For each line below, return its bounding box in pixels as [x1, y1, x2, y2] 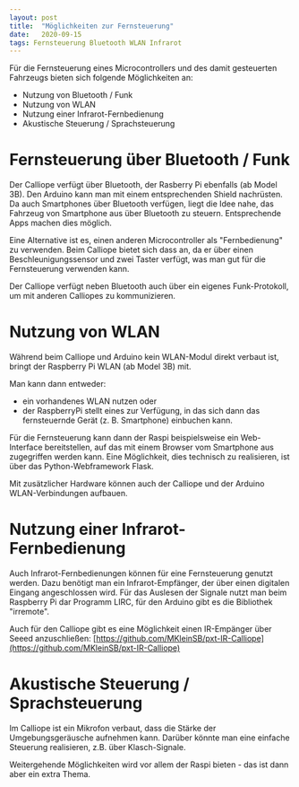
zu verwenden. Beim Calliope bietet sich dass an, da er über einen [9, 244, 253, 256]
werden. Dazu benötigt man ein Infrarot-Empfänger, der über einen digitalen [9, 578, 290, 589]
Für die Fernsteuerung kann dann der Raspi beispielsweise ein [9, 433, 239, 443]
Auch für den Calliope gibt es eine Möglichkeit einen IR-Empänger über [9, 624, 272, 634]
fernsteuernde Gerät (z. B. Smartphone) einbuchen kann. [21, 415, 233, 426]
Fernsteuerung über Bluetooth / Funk [9, 150, 291, 171]
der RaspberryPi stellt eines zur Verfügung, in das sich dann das [21, 406, 261, 416]
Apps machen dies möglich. [9, 217, 112, 229]
